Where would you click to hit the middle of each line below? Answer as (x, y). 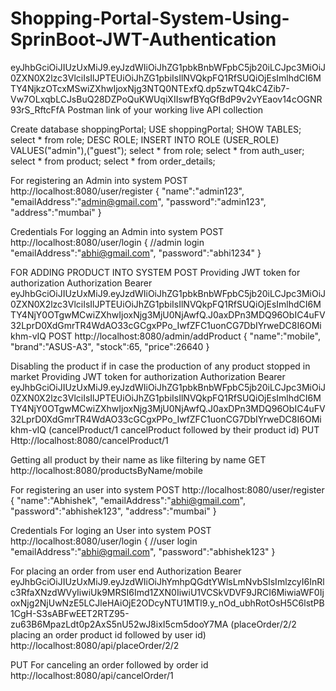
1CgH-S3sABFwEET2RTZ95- (70, 613)
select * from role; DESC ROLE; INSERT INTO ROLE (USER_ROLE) (145, 139)
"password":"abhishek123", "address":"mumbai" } (113, 511)
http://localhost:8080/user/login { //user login (104, 541)
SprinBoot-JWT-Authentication (143, 39)
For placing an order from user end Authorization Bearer (126, 571)
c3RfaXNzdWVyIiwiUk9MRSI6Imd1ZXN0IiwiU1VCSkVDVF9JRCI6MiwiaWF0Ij (167, 592)
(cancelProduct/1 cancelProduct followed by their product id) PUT (184, 429)
